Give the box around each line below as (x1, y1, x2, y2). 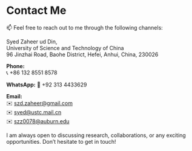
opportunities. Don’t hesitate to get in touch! (6, 138, 116, 145)
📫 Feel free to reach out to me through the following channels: (6, 24, 164, 31)
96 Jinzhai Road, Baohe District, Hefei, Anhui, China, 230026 (6, 51, 159, 58)
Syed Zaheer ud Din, (6, 37, 58, 45)
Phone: (6, 62, 25, 69)
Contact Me (6, 4, 67, 18)
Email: (6, 92, 22, 100)
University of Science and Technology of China (6, 44, 124, 51)
